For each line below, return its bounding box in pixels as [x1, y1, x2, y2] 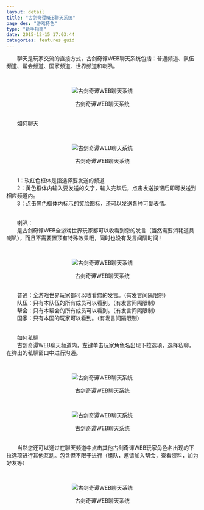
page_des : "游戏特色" [6, 20, 58, 26]
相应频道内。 [6, 192, 38, 199]
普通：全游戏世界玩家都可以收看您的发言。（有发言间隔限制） [16, 292, 169, 299]
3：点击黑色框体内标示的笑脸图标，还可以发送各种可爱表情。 [16, 199, 170, 207]
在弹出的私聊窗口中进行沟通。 [6, 349, 81, 356]
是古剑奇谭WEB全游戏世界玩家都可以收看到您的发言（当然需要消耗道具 [16, 227, 195, 234]
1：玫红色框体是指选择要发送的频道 [16, 177, 105, 184]
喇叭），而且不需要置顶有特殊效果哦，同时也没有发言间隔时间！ [6, 234, 164, 242]
